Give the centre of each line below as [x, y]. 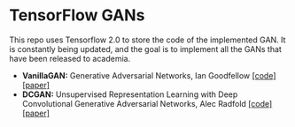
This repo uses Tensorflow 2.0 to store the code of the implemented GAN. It [147, 40]
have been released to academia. [70, 58]
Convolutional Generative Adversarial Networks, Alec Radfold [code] [147, 103]
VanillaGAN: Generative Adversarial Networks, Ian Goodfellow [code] [149, 75]
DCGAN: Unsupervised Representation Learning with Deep [130, 94]
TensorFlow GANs [77, 15]
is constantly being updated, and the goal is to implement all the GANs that [145, 49]
